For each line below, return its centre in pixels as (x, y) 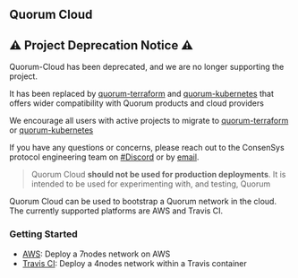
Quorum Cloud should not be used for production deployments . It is (158, 175)
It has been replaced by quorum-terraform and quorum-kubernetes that (142, 94)
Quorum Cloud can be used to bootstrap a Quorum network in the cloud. (143, 202)
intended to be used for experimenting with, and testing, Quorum (151, 184)
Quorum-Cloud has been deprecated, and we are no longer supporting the (147, 67)
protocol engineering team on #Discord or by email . (104, 157)
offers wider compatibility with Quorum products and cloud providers (136, 103)
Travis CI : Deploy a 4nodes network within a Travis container (135, 263)
